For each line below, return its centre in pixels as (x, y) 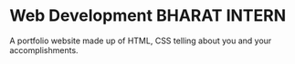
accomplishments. (44, 50)
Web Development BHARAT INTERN (148, 16)
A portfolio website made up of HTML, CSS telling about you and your (141, 41)
